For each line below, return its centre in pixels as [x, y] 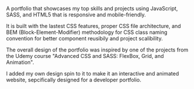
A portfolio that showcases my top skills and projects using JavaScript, [92, 8]
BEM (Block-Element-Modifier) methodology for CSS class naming [87, 32]
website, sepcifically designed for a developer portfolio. [74, 80]
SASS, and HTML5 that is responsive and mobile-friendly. [76, 15]
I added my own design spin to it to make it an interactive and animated [93, 73]
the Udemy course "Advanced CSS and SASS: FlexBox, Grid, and [85, 56]
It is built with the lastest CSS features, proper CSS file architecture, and [93, 26]
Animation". [20, 62]
